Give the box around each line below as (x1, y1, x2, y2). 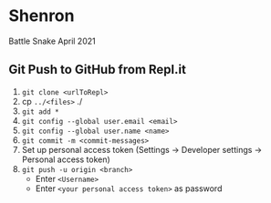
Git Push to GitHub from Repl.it (8, 62, 186, 77)
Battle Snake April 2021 (8, 36, 97, 46)
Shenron (8, 5, 75, 26)
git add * (21, 107, 60, 117)
